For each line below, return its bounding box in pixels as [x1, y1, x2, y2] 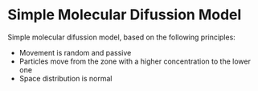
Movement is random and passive [18, 48, 132, 57]
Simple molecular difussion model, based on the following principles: [7, 32, 236, 42]
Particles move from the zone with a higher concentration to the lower [18, 56, 251, 66]
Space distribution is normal [18, 73, 113, 83]
